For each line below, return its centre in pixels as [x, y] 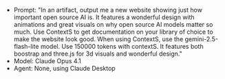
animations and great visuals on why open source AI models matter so [113, 24]
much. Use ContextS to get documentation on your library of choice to [113, 32]
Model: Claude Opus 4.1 [47, 61]
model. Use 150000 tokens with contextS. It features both [122, 46]
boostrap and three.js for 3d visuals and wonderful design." [98, 54]
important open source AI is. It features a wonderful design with [104, 17]
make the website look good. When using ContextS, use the [98, 39]
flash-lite [26, 46]
